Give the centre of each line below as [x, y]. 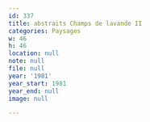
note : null [27, 61]
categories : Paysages [45, 31]
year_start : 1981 [37, 83]
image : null [28, 99]
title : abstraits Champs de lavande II [75, 23]
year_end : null [34, 91]
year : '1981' [30, 76]
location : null [34, 53]
